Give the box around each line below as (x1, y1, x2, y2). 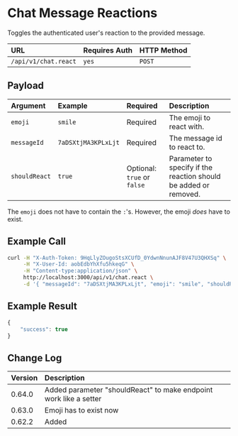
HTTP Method (139, 45, 188, 55)
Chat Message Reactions (7, 5, 158, 21)
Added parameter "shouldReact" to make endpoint (45, 385, 213, 395)
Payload (7, 80, 45, 92)
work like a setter (45, 394, 102, 404)
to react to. (169, 142, 205, 152)
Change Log (7, 351, 62, 364)
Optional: (126, 163, 157, 173)
